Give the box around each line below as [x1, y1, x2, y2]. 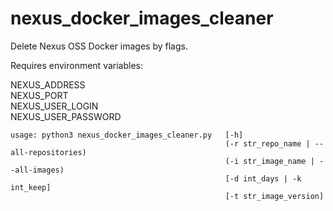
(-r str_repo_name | [224, 138, 311, 149]
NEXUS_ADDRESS [10, 78, 86, 91]
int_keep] [10, 182, 52, 192]
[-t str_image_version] [224, 191, 325, 201]
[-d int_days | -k [224, 173, 302, 184]
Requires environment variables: [10, 59, 144, 71]
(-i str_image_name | [224, 156, 315, 166]
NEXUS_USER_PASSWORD [10, 110, 122, 122]
